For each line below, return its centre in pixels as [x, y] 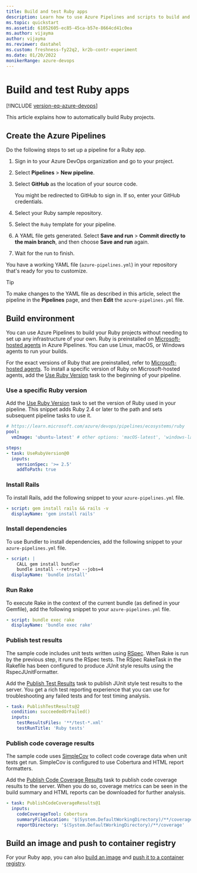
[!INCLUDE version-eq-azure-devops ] [52, 106]
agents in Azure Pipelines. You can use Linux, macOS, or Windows [104, 345]
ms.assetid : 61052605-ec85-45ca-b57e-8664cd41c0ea [69, 28]
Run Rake [20, 590]
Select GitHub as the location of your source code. [76, 184]
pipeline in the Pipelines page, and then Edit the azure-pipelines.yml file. [95, 300]
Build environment [40, 318]
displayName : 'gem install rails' [53, 514]
